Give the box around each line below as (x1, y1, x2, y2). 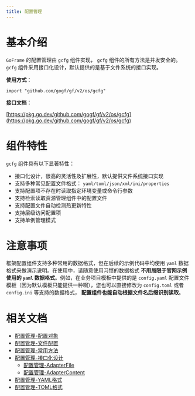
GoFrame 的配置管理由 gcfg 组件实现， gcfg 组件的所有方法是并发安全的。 (6, 56, 182, 63)
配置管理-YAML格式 (14, 377, 63, 384)
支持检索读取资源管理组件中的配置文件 (14, 194, 107, 202)
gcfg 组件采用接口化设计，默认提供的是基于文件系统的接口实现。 (6, 63, 162, 71)
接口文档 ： (6, 99, 32, 106)
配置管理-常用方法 (14, 347, 59, 354)
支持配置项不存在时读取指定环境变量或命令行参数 (14, 187, 133, 194)
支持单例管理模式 (14, 216, 56, 223)
